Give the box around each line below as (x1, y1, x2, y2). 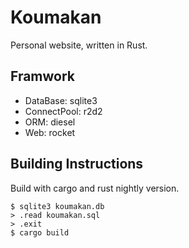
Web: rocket (24, 126, 76, 138)
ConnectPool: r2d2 (24, 105, 103, 117)
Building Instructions (10, 156, 144, 173)
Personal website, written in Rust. (10, 39, 148, 51)
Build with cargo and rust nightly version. (10, 182, 180, 194)
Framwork (10, 68, 76, 85)
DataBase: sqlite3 (24, 94, 98, 106)
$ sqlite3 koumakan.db (10, 201, 105, 211)
